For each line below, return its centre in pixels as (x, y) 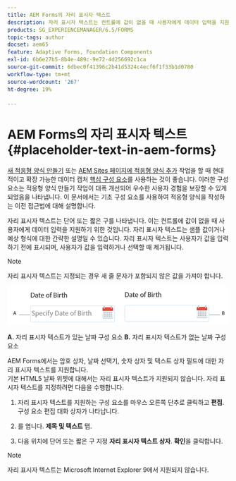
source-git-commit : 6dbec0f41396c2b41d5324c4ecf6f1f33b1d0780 (100, 67)
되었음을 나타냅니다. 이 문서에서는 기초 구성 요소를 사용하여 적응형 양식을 (107, 197)
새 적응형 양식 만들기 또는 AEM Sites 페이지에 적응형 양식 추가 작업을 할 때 (109, 171)
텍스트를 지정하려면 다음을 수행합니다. (72, 387)
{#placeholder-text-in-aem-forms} (112, 150)
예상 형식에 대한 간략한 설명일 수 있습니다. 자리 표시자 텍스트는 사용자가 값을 (112, 238)
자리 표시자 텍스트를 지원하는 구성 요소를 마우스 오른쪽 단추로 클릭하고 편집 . (121, 403)
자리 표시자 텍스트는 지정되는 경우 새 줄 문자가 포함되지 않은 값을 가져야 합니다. (115, 276)
